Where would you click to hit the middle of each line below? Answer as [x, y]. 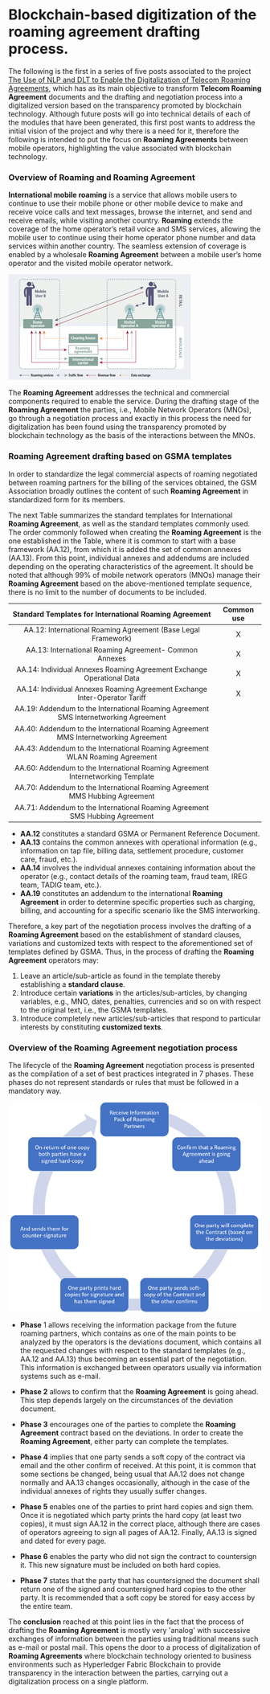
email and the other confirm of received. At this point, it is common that [138, 1466]
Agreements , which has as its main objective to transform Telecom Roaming [135, 88]
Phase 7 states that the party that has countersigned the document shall [139, 1581]
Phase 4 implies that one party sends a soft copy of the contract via [133, 1457]
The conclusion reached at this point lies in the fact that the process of [126, 1622]
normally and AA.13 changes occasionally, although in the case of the [135, 1483]
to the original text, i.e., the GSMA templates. [94, 1010]
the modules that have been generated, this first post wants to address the [132, 122]
